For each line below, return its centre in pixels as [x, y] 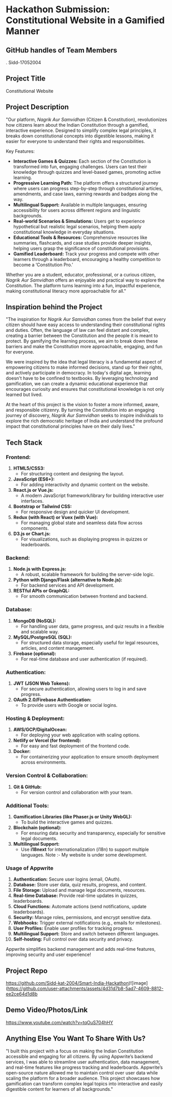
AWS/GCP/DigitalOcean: [40, 730]
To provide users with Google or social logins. [69, 705]
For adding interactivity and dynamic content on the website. [85, 485]
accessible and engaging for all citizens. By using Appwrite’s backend [79, 1056]
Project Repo [27, 971]
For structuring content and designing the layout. [72, 474]
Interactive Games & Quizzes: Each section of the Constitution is [82, 161]
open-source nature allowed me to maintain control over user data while [82, 1072]
